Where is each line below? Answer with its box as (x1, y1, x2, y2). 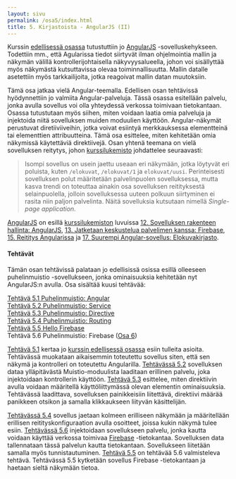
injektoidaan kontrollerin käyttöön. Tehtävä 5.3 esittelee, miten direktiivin (7, 375, 217, 383)
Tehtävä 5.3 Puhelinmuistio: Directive (7, 309, 115, 317)
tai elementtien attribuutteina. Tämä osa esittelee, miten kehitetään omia (7, 131, 216, 139)
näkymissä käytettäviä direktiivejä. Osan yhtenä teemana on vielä (7, 139, 197, 147)
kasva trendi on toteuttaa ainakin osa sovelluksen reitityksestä (24, 182, 206, 191)
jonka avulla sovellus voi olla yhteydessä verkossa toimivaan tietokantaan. (7, 101, 222, 110)
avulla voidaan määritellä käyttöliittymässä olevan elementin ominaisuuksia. (7, 382, 226, 391)
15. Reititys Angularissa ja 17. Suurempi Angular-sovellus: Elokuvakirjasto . (7, 233, 220, 242)
